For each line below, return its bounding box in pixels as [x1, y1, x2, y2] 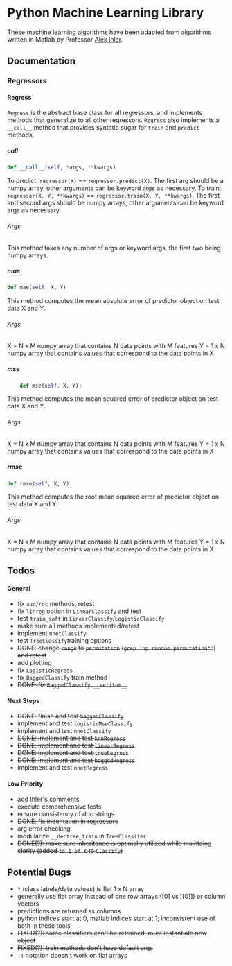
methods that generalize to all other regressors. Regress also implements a [7, 116, 220, 124]
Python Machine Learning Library [7, 5, 204, 21]
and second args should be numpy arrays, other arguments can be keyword [7, 199, 224, 207]
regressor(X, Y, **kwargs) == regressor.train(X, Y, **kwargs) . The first [7, 191, 220, 200]
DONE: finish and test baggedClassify [17, 712, 124, 721]
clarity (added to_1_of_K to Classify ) [17, 846, 123, 854]
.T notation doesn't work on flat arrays [17, 951, 128, 960]
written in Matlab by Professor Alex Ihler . [7, 35, 123, 43]
